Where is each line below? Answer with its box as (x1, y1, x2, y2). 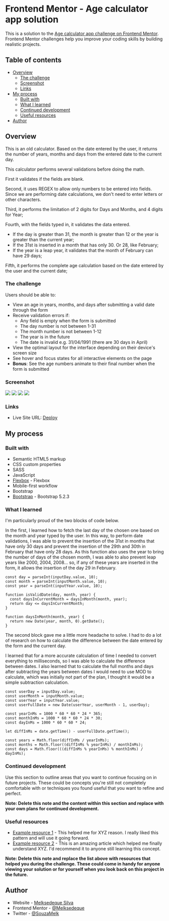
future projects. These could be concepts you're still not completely (5, 780, 146, 786)
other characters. (5, 196, 41, 202)
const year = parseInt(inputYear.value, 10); (5, 584, 102, 589)
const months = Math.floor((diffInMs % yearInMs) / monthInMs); (5, 742, 143, 747)
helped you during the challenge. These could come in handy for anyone (5, 861, 160, 867)
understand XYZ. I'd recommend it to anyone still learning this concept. (12, 846, 161, 852)
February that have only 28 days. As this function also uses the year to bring (5, 549, 164, 555)
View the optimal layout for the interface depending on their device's (12, 344, 155, 350)
